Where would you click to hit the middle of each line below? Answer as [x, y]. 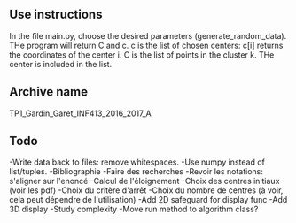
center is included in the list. [61, 64]
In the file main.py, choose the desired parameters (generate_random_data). [148, 35]
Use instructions [56, 15]
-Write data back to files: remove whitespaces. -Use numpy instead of [137, 162]
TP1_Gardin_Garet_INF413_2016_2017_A [81, 113]
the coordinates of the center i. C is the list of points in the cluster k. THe [142, 54]
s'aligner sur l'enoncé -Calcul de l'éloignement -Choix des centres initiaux [144, 181]
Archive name [49, 92]
